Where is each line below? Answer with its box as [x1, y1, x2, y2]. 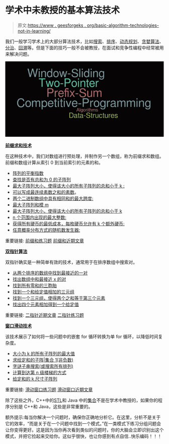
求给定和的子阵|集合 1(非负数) [12, 357, 74, 363]
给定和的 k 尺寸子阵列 [12, 375, 58, 381]
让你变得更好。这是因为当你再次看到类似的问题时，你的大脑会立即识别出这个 [5, 427, 164, 433]
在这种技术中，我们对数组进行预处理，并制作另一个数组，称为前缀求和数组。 [5, 153, 164, 159]
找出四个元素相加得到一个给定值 [12, 301, 79, 307]
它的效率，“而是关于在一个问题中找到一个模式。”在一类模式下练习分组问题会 [5, 420, 161, 426]
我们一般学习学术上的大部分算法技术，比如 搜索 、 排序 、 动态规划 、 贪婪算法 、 [5, 38, 164, 44]
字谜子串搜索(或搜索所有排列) [12, 363, 74, 369]
